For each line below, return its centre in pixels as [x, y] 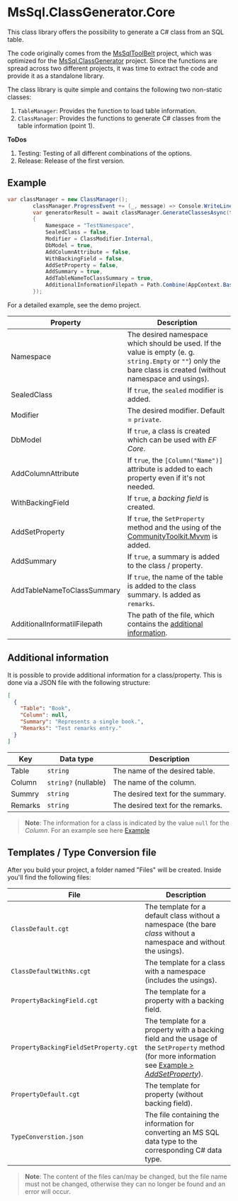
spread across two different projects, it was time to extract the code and [113, 68]
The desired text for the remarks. [168, 805]
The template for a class [185, 962]
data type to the [171, 1141]
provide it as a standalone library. [56, 76]
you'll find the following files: [49, 877]
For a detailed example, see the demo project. [74, 304]
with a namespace [175, 971]
